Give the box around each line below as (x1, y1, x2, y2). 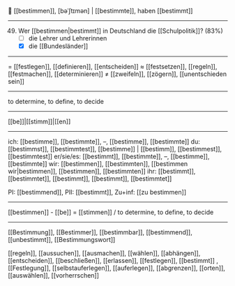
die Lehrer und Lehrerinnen (28, 34, 107, 42)
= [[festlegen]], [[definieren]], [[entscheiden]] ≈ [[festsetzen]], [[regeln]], (8, 63, 218, 71)
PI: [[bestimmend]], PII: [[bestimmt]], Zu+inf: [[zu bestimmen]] (8, 188, 187, 197)
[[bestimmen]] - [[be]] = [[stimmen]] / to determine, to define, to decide (8, 208, 214, 216)
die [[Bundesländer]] (28, 42, 89, 50)
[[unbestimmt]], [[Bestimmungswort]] (8, 236, 116, 244)
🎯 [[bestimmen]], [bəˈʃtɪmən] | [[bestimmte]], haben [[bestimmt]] (8, 7, 193, 15)
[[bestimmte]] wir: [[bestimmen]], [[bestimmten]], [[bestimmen (8, 160, 188, 168)
